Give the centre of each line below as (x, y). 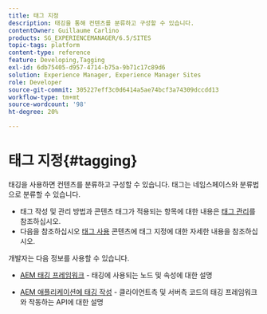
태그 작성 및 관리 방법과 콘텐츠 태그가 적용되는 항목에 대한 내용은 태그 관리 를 (138, 211)
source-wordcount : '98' (48, 104)
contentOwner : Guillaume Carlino (64, 30)
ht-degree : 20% (33, 112)
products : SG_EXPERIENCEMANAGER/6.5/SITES (80, 38)
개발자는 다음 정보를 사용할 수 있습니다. (69, 258)
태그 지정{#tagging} (73, 161)
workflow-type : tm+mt (44, 97)
